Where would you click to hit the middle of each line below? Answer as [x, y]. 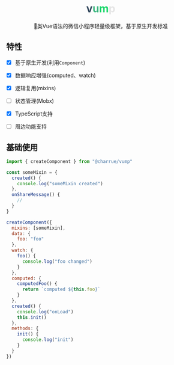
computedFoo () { [37, 284]
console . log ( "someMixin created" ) [60, 183]
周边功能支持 [31, 127]
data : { [21, 233]
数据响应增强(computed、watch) [55, 75]
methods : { [25, 329]
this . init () [32, 317]
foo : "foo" [31, 239]
